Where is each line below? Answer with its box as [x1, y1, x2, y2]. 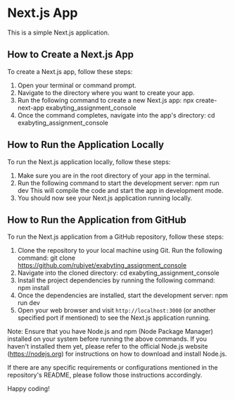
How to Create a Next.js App [7, 49, 134, 61]
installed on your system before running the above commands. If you [7, 335, 208, 343]
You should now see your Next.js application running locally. [17, 194, 193, 202]
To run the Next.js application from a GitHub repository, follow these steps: [7, 232, 224, 241]
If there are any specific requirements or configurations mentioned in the [7, 363, 218, 372]
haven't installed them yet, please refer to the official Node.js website [7, 342, 208, 351]
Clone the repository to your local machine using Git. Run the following [17, 246, 223, 255]
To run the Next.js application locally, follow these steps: [7, 157, 171, 166]
